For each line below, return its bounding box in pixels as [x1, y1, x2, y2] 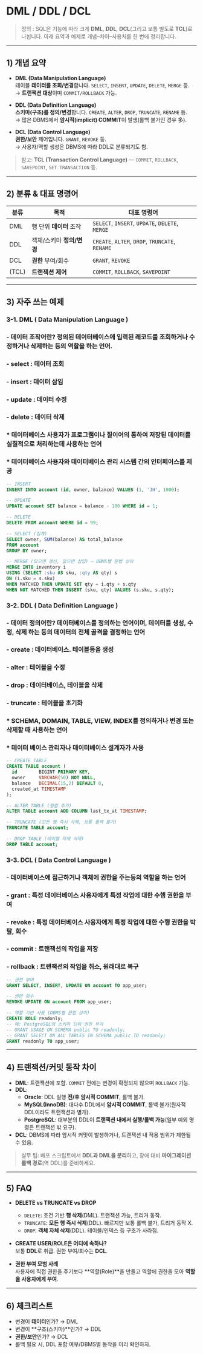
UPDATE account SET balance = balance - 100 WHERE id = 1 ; [6, 503, 158, 509]
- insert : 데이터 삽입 [6, 377, 63, 386]
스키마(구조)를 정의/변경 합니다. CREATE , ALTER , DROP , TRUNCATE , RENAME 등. [14, 108, 187, 116]
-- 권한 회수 [6, 993, 34, 1000]
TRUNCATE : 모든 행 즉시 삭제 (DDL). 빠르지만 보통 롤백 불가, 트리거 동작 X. [24, 1219, 193, 1227]
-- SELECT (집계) [6, 530, 47, 537]
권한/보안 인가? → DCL [14, 1333, 68, 1340]
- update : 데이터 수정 [6, 395, 67, 404]
